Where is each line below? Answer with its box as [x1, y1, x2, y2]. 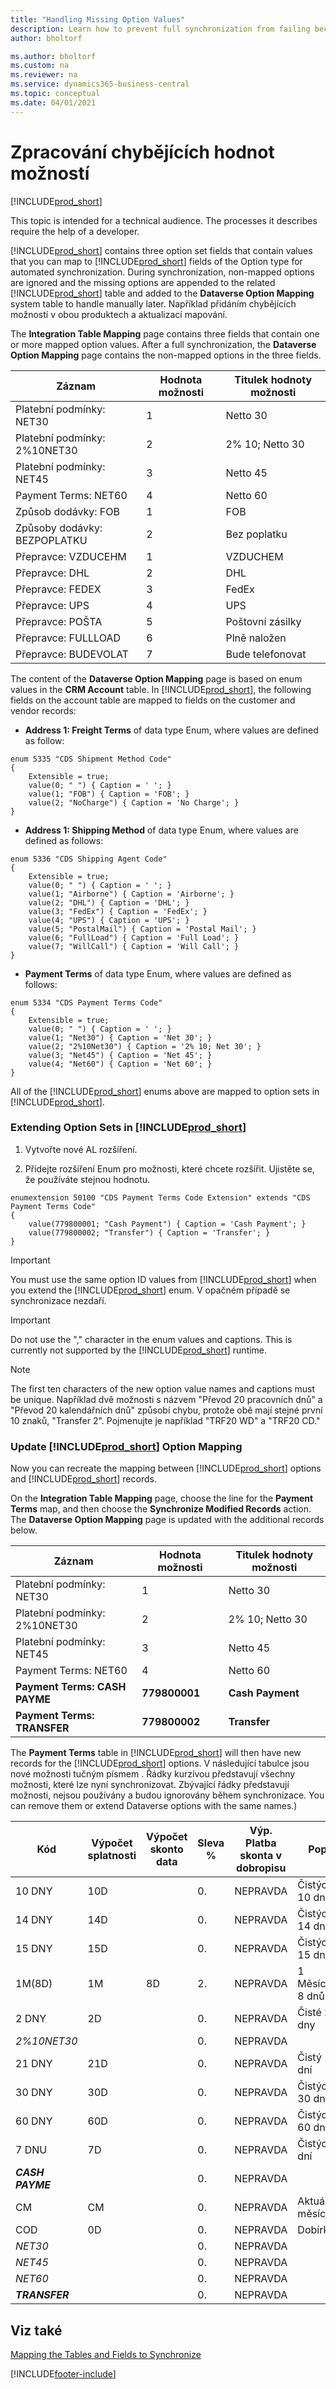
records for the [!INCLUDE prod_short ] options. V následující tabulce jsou [10, 1757, 310, 1770]
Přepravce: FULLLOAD [15, 631, 121, 645]
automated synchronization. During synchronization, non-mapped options [10, 266, 315, 278]
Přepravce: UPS [15, 598, 90, 612]
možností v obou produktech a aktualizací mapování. [10, 308, 228, 320]
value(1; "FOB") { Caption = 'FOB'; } [28, 789, 190, 799]
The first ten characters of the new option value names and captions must [10, 1382, 316, 1395]
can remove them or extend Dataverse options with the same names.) [10, 1800, 298, 1812]
